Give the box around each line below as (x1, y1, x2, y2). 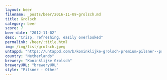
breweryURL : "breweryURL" (5, 63, 59, 68)
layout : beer (5, 7, 32, 12)
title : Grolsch (5, 16, 37, 21)
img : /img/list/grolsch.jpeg (5, 44, 66, 49)
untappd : (5, 49, 23, 54)
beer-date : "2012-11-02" (5, 30, 57, 35)
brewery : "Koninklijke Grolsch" (5, 58, 72, 63)
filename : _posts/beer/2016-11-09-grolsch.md (5, 12, 101, 17)
